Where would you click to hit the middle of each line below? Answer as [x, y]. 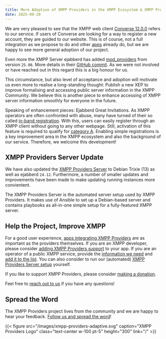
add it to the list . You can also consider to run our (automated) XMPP [75, 259]
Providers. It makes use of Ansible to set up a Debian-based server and [78, 200]
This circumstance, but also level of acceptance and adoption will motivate [81, 79]
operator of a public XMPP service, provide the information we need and [79, 254]
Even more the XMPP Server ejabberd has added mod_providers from [76, 59]
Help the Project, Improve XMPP [56, 226]
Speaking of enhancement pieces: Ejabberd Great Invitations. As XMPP [78, 110]
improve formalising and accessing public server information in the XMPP [80, 90]
